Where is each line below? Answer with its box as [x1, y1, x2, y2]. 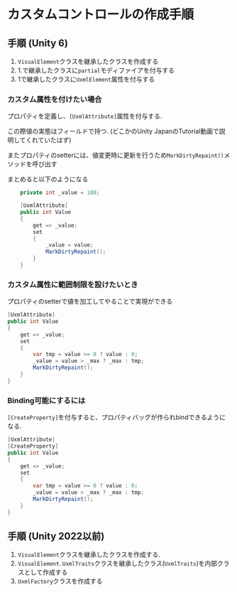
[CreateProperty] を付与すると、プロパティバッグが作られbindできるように [7, 413, 226, 421]
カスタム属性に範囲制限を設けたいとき [7, 279, 138, 289]
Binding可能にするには [7, 395, 86, 405]
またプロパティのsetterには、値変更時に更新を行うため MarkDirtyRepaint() [7, 151, 225, 160]
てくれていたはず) [19, 136, 72, 144]
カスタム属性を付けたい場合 [7, 94, 102, 104]
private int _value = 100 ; [20, 189, 100, 196]
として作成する [23, 568, 68, 576]
